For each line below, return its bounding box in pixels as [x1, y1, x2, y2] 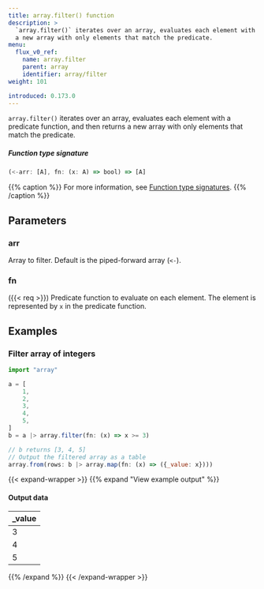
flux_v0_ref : [15, 48, 58, 56]
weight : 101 [8, 77, 47, 85]
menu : [8, 41, 26, 49]
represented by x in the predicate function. [8, 302, 147, 311]
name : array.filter [22, 56, 87, 64]
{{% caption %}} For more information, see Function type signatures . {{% [8, 182, 247, 192]
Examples [8, 325, 58, 338]
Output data [8, 493, 49, 502]
